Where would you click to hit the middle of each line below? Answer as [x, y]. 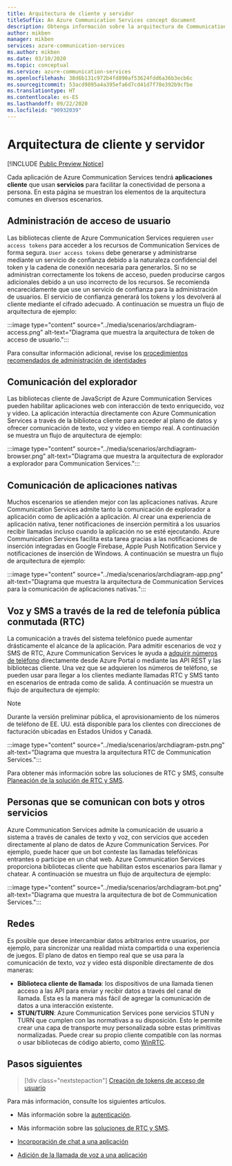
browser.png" [27, 456]
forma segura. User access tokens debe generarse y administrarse [102, 252]
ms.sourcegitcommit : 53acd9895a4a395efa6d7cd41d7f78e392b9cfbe [100, 85]
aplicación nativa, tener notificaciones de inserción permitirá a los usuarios [114, 524]
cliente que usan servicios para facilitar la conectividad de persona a [106, 184]
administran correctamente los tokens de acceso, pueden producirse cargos [116, 274]
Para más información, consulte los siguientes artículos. [87, 1102]
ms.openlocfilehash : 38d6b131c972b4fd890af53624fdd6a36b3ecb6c [100, 78]
